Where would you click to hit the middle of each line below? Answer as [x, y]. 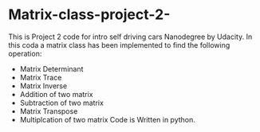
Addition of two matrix [56, 94]
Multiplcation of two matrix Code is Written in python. [107, 119]
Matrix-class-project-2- [89, 15]
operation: [25, 53]
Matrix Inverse [43, 86]
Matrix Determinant [51, 68]
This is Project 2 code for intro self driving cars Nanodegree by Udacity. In [130, 37]
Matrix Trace [41, 77]
